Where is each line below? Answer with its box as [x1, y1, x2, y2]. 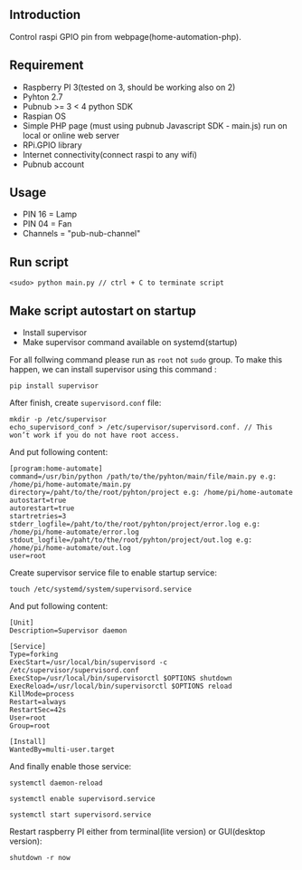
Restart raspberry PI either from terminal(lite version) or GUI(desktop [9, 826, 266, 837]
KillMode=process [9, 690, 75, 699]
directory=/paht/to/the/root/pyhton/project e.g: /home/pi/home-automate [9, 488, 294, 498]
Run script [9, 254, 70, 270]
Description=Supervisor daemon [9, 626, 127, 635]
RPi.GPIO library [22, 140, 83, 150]
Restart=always [9, 698, 67, 707]
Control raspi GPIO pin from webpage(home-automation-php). [9, 31, 241, 42]
